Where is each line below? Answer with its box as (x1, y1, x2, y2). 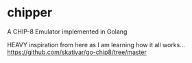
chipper (7, 5, 53, 21)
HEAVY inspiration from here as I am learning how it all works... (7, 40, 185, 49)
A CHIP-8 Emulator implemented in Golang (7, 27, 128, 36)
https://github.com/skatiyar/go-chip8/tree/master (7, 48, 147, 56)
